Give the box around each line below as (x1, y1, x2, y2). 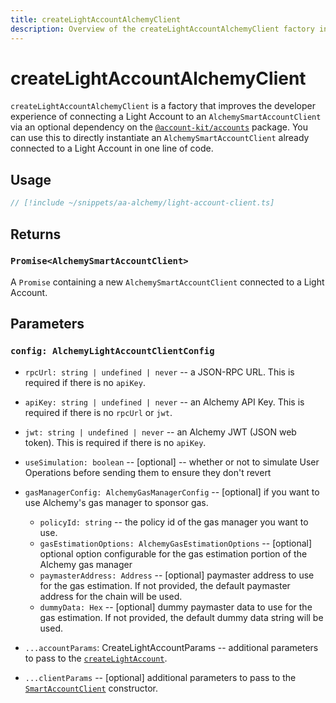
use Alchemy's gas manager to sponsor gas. (24, 496, 209, 508)
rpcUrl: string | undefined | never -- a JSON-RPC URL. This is (24, 366, 295, 378)
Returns (10, 226, 62, 243)
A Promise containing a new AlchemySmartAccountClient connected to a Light (10, 276, 325, 288)
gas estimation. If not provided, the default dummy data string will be (39, 611, 324, 623)
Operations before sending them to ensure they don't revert (24, 466, 272, 478)
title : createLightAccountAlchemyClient (10, 14, 182, 25)
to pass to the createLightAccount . (24, 652, 168, 664)
